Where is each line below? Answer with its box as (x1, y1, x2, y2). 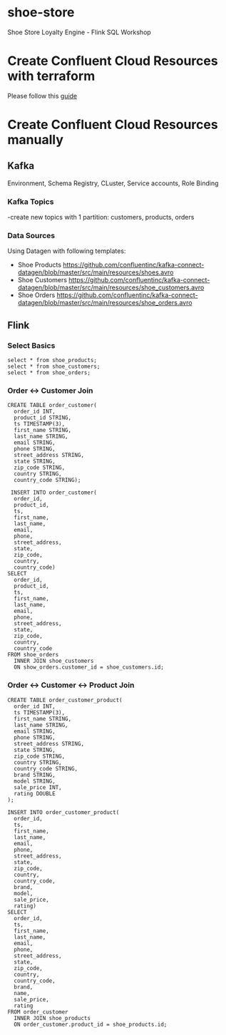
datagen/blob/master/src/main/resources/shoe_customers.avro (17, 283, 205, 292)
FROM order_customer (7, 1008, 69, 1016)
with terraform (7, 68, 96, 84)
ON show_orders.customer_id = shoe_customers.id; (14, 664, 164, 671)
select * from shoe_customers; (7, 363, 101, 371)
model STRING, (14, 778, 56, 785)
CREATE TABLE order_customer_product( (7, 696, 123, 704)
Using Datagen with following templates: (7, 247, 126, 255)
